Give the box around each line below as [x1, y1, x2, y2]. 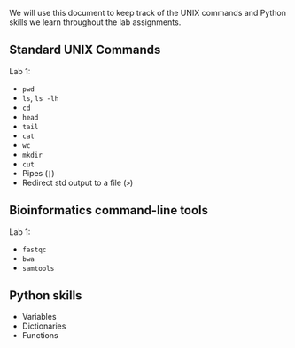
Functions [21, 330, 59, 341]
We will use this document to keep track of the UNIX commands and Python [9, 8, 286, 18]
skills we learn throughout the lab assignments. [9, 17, 182, 27]
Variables [21, 312, 57, 322]
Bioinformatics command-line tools [9, 203, 209, 218]
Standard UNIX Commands [9, 43, 161, 58]
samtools [21, 264, 55, 273]
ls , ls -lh [21, 92, 59, 103]
